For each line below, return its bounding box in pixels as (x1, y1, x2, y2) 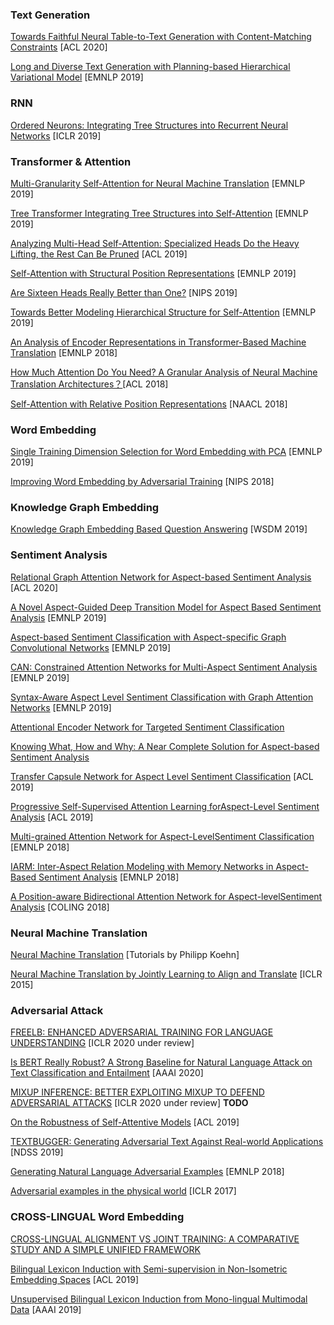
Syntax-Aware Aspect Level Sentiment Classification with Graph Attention (10, 691, 314, 703)
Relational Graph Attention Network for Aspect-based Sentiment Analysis (10, 571, 312, 583)
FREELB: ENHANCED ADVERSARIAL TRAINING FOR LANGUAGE (10, 1026, 274, 1038)
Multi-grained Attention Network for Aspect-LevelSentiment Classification (10, 830, 315, 842)
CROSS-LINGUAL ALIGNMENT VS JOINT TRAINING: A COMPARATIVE (10, 1233, 300, 1245)
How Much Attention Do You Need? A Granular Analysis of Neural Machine (10, 366, 318, 378)
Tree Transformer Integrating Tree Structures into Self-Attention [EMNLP (10, 207, 309, 219)
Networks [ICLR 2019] (10, 129, 102, 142)
